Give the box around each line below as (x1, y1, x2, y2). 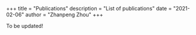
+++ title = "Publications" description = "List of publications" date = (6, 5, 172, 12)
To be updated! (6, 23, 43, 29)
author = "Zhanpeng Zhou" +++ (25, 11, 103, 18)
